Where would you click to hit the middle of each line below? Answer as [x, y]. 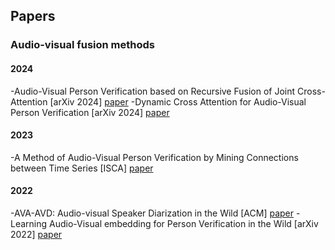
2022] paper [36, 234]
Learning [29, 223]
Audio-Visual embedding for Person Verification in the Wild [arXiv [184, 223]
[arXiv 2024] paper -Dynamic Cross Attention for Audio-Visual [178, 101]
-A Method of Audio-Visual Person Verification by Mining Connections [154, 157]
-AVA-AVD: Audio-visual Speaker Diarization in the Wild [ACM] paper [152, 213]
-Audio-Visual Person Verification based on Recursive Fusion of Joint [153, 91]
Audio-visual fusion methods [83, 45]
